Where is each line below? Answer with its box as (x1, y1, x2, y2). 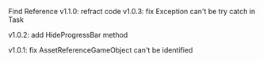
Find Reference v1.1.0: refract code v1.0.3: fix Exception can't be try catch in (8, 7, 256, 16)
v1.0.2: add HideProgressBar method (8, 31, 128, 39)
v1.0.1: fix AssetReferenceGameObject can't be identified (8, 46, 193, 54)
